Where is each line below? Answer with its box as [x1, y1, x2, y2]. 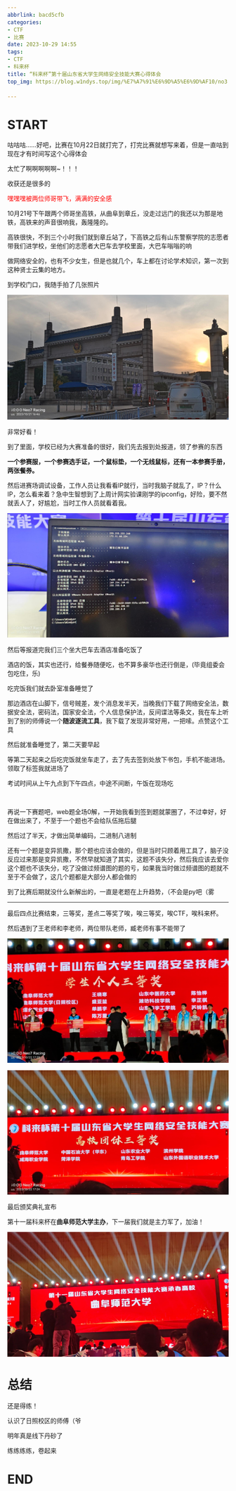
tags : [7, 49, 23, 56]
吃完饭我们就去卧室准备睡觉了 [7, 684, 93, 692]
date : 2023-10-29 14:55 [7, 41, 77, 49]
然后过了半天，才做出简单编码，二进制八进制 [7, 831, 137, 839]
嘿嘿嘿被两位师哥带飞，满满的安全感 [7, 194, 112, 203]
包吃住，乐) [7, 669, 41, 678]
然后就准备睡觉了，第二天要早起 [7, 740, 100, 749]
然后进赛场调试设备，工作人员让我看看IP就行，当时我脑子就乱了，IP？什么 [7, 481, 222, 489]
